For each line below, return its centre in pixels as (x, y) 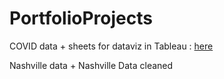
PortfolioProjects (81, 18)
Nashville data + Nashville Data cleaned (91, 65)
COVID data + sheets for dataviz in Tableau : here (111, 46)
